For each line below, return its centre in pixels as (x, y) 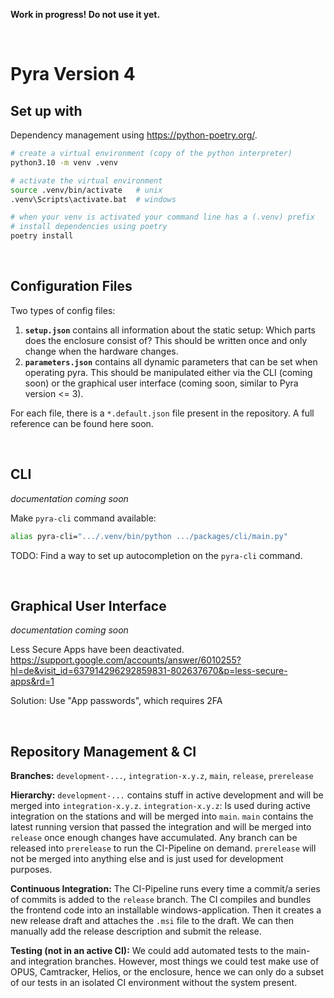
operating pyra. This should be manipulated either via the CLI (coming (168, 372)
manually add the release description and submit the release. (136, 931)
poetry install (42, 236)
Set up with (46, 110)
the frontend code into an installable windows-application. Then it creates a (166, 910)
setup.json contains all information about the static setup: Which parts (170, 330)
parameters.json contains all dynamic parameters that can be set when (171, 361)
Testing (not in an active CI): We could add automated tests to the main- (160, 951)
